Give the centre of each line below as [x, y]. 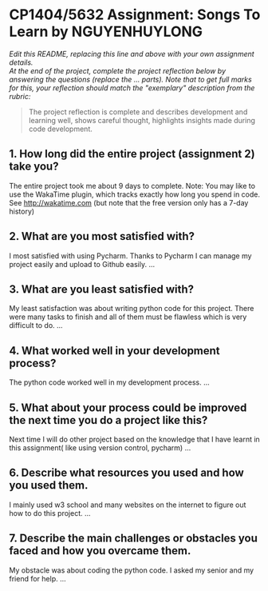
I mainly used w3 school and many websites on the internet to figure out [128, 505]
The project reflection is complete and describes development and [138, 112]
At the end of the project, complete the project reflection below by [118, 70]
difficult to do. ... [36, 325]
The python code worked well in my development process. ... [109, 382]
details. [21, 62]
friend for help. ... [37, 578]
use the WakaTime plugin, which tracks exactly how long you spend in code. [135, 194]
